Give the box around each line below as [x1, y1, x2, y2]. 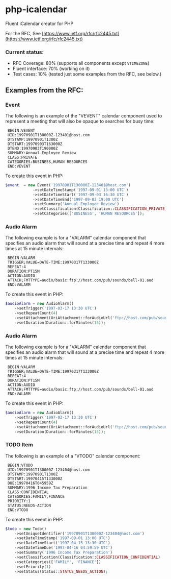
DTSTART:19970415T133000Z [7, 476, 63, 481]
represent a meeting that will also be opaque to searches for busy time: [5, 118, 155, 124]
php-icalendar [5, 4, 67, 15]
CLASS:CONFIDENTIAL [7, 489, 49, 495]
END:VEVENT [7, 163, 31, 169]
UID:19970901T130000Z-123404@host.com [7, 467, 90, 472]
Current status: [5, 49, 44, 56]
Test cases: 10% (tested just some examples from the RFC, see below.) [12, 71, 162, 77]
